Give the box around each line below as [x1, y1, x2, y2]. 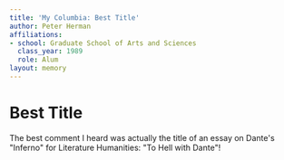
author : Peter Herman [9, 22, 92, 31]
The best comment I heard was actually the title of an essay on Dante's [9, 132, 275, 143]
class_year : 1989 [17, 47, 83, 56]
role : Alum [17, 55, 59, 64]
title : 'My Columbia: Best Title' [9, 13, 141, 23]
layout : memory [9, 64, 67, 73]
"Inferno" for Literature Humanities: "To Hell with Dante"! [9, 142, 221, 153]
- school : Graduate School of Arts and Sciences [9, 38, 197, 48]
